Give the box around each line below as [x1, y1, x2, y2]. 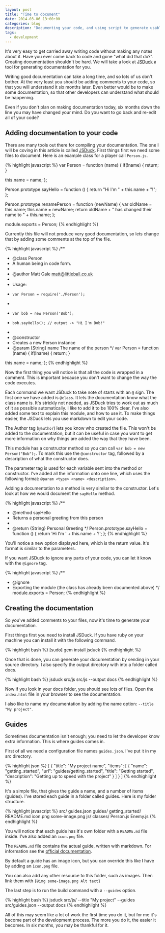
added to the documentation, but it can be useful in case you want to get [5, 430, 152, 436]
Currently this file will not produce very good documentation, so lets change [5, 230, 159, 237]
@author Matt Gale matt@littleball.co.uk [12, 271, 93, 277]
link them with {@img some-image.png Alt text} [5, 878, 101, 884]
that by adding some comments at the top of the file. [5, 236, 111, 242]
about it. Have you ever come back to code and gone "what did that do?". [5, 53, 154, 59]
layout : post [5, 7, 32, 12]
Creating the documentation [5, 604, 94, 612]
